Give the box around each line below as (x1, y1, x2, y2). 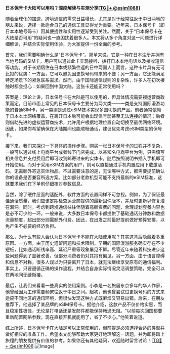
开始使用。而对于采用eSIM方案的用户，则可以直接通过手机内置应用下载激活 (5, 162, 162, 167)
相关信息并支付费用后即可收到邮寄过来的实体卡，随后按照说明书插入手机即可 (5, 155, 165, 161)
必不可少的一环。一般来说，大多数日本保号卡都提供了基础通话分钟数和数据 (9, 210, 165, 216)
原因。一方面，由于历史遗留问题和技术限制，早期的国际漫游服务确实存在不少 (5, 240, 165, 246)
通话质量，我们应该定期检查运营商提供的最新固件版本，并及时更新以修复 (9, 198, 160, 204)
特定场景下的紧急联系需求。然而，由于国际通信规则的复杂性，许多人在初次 (5, 77, 160, 83)
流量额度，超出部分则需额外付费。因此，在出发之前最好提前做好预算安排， (5, 217, 160, 223)
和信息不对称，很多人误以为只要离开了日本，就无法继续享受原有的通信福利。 (5, 259, 165, 265)
